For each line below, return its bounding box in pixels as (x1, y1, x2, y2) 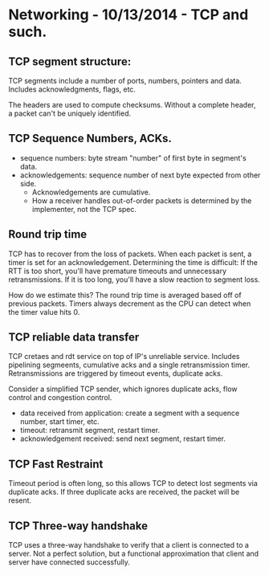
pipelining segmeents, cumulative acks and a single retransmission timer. (8, 360, 251, 370)
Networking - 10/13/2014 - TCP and (8, 6, 249, 24)
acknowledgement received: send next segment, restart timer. (19, 434, 226, 443)
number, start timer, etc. (19, 417, 100, 426)
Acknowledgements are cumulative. (31, 187, 151, 197)
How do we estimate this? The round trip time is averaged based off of (8, 290, 243, 300)
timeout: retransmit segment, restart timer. (19, 426, 161, 435)
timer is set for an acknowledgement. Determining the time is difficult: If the (8, 257, 259, 267)
